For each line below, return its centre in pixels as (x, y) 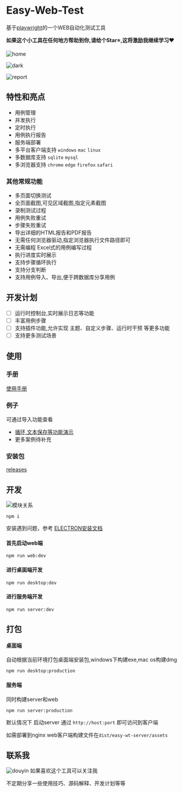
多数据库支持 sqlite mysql (46, 157)
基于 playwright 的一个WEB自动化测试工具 (56, 27)
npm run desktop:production (41, 671)
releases (17, 469)
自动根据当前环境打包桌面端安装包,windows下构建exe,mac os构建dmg (92, 660)
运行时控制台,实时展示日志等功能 (54, 313)
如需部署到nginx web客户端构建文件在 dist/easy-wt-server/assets (87, 735)
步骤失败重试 (30, 225)
